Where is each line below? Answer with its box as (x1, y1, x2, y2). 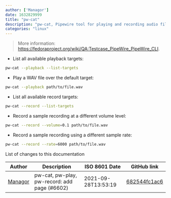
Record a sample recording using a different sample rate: (12, 132, 132, 138)
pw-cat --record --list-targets (5, 103, 74, 108)
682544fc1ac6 (126, 178, 163, 185)
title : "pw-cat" (5, 17, 40, 22)
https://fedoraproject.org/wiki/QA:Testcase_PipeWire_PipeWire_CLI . (17, 46, 160, 52)
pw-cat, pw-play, (34, 172, 77, 179)
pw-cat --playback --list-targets (5, 66, 79, 71)
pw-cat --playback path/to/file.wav (5, 84, 83, 90)
